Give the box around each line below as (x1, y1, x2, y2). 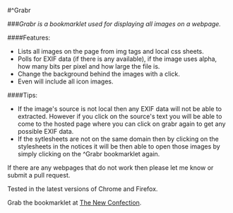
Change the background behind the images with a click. (17, 70, 180, 78)
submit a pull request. (7, 171, 71, 179)
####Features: (7, 33, 51, 42)
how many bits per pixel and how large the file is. (17, 62, 160, 70)
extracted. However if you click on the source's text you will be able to (17, 113, 222, 120)
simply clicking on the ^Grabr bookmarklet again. (17, 150, 160, 158)
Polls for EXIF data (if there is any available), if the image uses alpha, (17, 54, 217, 63)
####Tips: (7, 91, 37, 99)
